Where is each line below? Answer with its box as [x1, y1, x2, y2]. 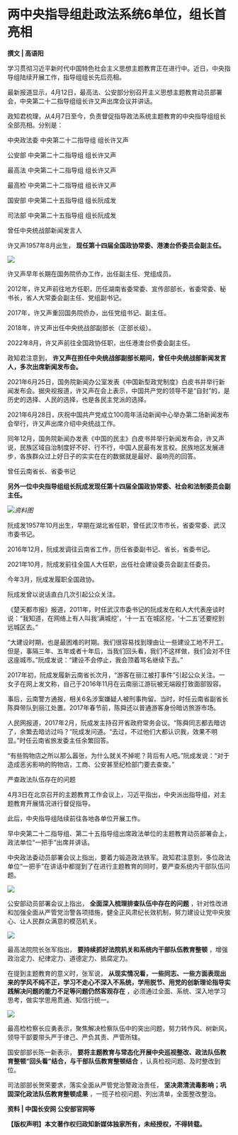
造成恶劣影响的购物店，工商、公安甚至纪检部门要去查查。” [7, 760, 175, 769]
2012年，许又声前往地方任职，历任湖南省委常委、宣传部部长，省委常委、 [7, 284, 220, 293]
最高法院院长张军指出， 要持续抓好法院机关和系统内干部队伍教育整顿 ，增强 [7, 945, 228, 954]
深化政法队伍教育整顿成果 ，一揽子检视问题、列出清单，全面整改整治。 [13, 1089, 220, 1098]
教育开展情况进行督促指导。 [13, 798, 94, 808]
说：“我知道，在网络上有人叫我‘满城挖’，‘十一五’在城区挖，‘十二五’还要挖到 [7, 614, 225, 622]
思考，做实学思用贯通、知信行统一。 [7, 995, 113, 1004]
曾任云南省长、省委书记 [7, 467, 76, 475]
